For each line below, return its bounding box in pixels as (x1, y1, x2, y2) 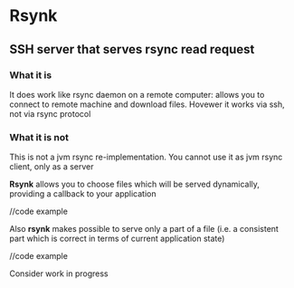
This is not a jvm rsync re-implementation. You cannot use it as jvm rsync (9, 151, 283, 163)
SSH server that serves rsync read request (9, 42, 255, 57)
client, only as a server (9, 161, 94, 172)
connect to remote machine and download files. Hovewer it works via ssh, (9, 99, 285, 110)
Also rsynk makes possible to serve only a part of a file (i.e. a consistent (9, 224, 279, 235)
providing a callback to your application (9, 188, 156, 199)
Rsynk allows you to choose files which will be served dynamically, (9, 178, 261, 190)
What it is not (9, 130, 70, 143)
